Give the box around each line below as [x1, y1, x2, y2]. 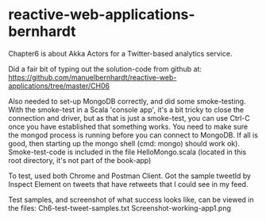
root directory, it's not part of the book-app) [8, 155, 152, 165]
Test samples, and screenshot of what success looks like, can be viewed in [8, 195, 254, 204]
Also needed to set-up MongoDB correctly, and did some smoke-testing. [8, 96, 246, 106]
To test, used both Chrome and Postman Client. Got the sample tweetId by [8, 171, 252, 180]
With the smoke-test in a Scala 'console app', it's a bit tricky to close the [8, 105, 245, 114]
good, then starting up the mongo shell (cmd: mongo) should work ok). [8, 138, 241, 148]
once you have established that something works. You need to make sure [8, 122, 249, 131]
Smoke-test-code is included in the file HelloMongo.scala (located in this [8, 147, 247, 157]
